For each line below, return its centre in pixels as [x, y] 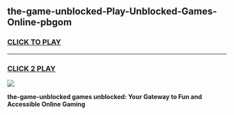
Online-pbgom [39, 23]
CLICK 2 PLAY [31, 68]
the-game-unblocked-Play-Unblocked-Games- [112, 11]
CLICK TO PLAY [34, 43]
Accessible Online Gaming [46, 104]
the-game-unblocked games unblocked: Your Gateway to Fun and [104, 96]
